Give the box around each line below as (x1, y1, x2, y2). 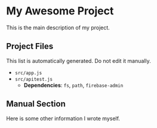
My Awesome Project (6, 4, 114, 18)
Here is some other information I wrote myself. (6, 115, 121, 122)
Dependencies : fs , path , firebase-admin (23, 81, 124, 89)
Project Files (6, 41, 54, 51)
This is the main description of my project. (6, 24, 110, 31)
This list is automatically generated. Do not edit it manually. (6, 57, 151, 64)
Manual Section (6, 99, 66, 109)
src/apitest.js (14, 76, 53, 82)
